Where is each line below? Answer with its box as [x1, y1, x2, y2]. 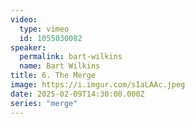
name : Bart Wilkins [19, 61, 101, 71]
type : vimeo [19, 24, 70, 34]
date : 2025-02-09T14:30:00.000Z [10, 89, 145, 99]
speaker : [10, 42, 47, 53]
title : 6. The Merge [10, 71, 97, 81]
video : [10, 14, 38, 25]
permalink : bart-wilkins [19, 52, 123, 62]
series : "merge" [10, 98, 78, 108]
